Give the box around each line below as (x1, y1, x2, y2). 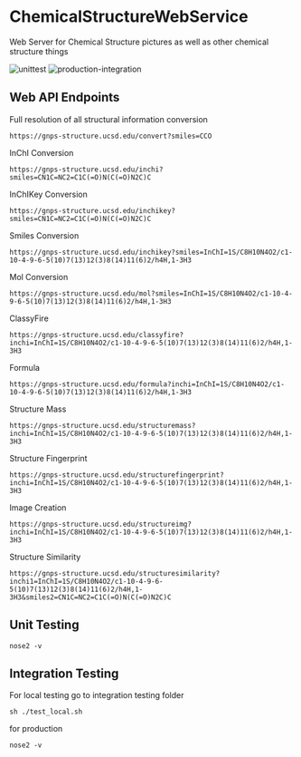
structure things (9, 45, 70, 56)
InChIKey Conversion (9, 189, 89, 199)
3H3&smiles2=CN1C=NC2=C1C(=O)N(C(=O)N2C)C (9, 592, 172, 602)
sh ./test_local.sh (9, 707, 83, 717)
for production (9, 723, 63, 734)
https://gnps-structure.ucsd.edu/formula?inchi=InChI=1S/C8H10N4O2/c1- (9, 379, 285, 389)
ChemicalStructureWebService (9, 6, 249, 27)
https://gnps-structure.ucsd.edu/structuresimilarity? (9, 568, 221, 577)
